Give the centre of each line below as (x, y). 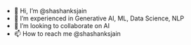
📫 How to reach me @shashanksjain (67, 34)
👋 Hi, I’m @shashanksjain (50, 11)
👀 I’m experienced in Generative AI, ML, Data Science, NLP (99, 18)
